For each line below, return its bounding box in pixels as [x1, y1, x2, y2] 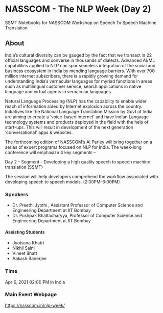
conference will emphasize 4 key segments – [5, 149, 96, 155]
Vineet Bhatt [12, 250, 38, 256]
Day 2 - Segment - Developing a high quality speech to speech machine [5, 158, 151, 165]
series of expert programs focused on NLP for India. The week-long [5, 144, 142, 150]
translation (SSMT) [5, 164, 43, 170]
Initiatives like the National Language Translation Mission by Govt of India [5, 108, 153, 114]
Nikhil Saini [12, 245, 35, 251]
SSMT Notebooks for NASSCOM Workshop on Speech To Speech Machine [5, 20, 157, 26]
